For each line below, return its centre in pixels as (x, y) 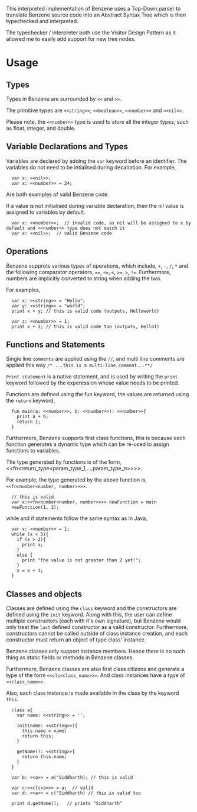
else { (25, 555)
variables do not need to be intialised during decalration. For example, (91, 167)
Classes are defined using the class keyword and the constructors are (91, 608)
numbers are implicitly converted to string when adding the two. (84, 278)
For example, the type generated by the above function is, (77, 480)
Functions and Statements (55, 345)
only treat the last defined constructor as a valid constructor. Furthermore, (97, 627)
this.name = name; (44, 731)
